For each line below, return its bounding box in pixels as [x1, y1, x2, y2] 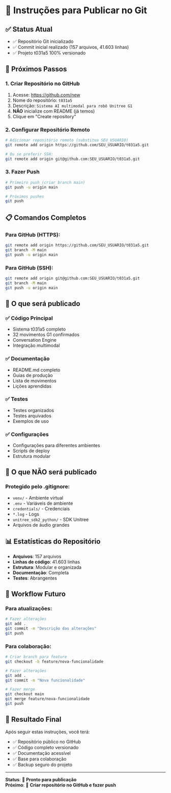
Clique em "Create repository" [12, 113, 76, 119]
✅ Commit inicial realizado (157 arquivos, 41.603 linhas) [12, 44, 129, 50]
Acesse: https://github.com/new [12, 92, 80, 98]
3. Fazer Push [5, 168, 40, 175]
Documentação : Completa [12, 569, 69, 576]
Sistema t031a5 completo [12, 326, 66, 333]
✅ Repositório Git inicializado [12, 38, 74, 44]
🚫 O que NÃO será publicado [5, 468, 97, 477]
